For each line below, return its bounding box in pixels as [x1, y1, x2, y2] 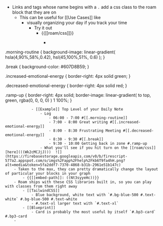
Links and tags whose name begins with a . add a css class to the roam [12, 4, 157, 10]
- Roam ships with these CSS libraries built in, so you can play [14, 180, 152, 184]
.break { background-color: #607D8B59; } [5, 64, 89, 69]
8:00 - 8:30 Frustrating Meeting [53, 128, 121, 133]
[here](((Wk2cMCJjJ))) [5, 150, 51, 155]
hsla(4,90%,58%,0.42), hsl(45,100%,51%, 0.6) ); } [5, 54, 105, 60]
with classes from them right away [5, 184, 78, 189]
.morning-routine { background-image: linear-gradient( [5, 49, 116, 55]
